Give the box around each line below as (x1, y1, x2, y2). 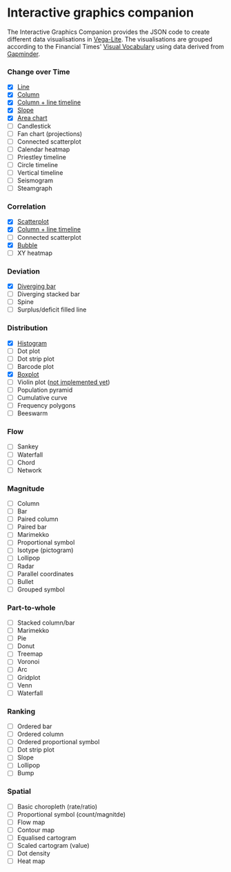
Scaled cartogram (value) (17, 842, 90, 850)
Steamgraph (17, 184, 53, 193)
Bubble (17, 240, 38, 249)
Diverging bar (17, 282, 57, 291)
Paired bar (17, 523, 47, 531)
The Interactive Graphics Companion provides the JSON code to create (7, 28, 210, 36)
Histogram (17, 339, 47, 347)
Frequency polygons (17, 401, 76, 410)
